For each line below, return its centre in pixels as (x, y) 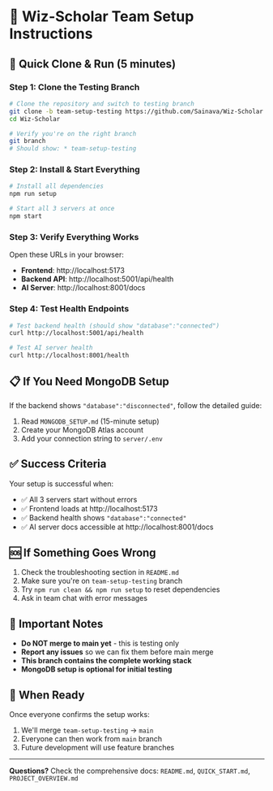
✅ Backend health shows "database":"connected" (104, 517)
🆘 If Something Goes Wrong (83, 553)
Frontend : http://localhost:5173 (73, 271)
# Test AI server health (51, 348)
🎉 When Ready (47, 695)
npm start (26, 216)
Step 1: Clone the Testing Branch (75, 87)
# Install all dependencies (57, 186)
